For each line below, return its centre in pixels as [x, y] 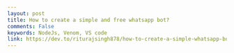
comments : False [31, 26]
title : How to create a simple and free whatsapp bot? [88, 20]
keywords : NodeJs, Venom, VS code [57, 33]
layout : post [26, 13]
